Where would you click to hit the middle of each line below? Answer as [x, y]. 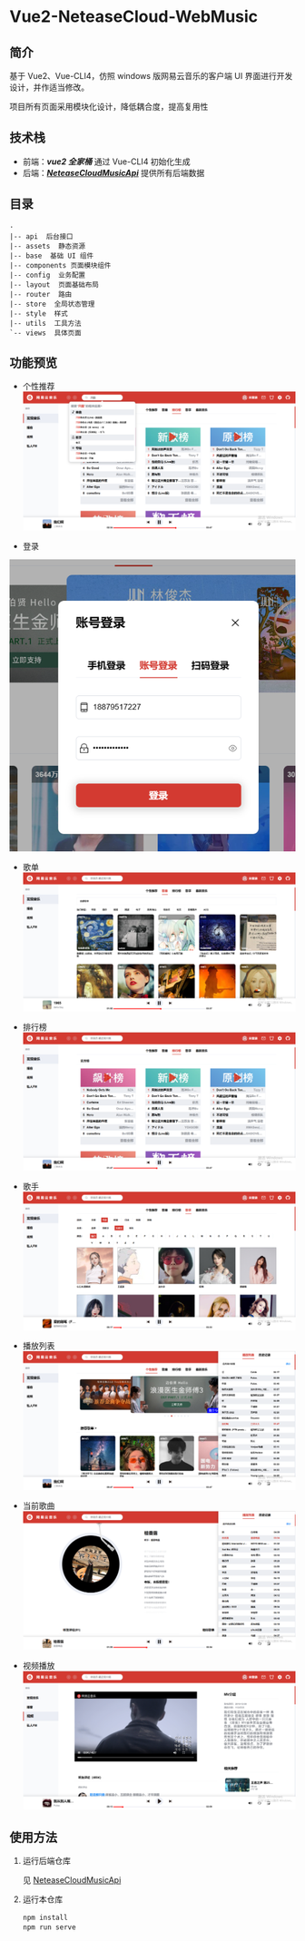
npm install [45, 1918]
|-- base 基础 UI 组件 [51, 256]
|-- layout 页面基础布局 [54, 284]
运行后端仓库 [46, 1861]
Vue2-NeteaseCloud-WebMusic [134, 17]
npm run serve [49, 1927]
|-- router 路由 [41, 294]
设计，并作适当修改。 [49, 87]
